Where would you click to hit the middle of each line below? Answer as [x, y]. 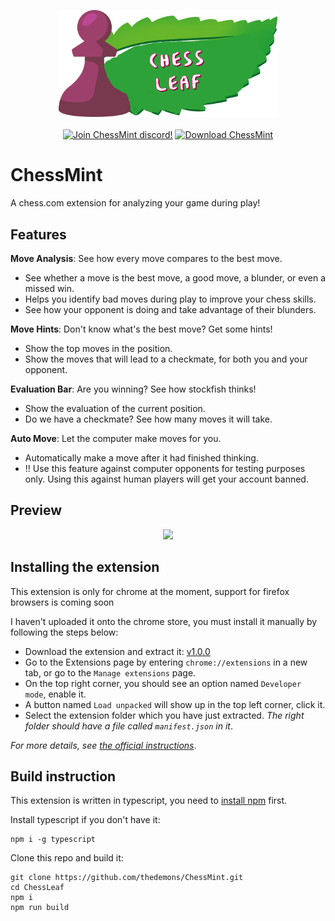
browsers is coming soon [62, 602]
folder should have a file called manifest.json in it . [128, 726]
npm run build [40, 908]
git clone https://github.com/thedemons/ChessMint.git [127, 878]
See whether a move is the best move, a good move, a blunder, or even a [175, 277]
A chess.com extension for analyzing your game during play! [135, 203]
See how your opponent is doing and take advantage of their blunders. [170, 309]
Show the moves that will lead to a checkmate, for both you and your [166, 359]
